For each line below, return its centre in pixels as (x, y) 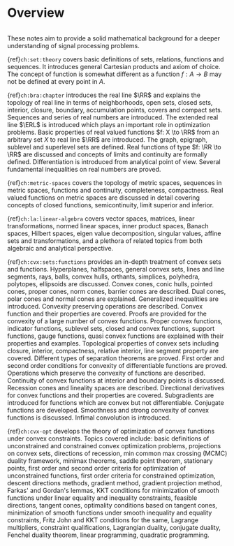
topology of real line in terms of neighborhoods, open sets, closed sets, (110, 102)
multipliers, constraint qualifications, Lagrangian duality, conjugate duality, (114, 527)
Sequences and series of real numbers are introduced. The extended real (113, 117)
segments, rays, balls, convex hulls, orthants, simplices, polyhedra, (104, 276)
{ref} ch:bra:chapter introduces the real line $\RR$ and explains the (104, 95)
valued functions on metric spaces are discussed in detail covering (104, 198)
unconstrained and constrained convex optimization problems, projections (114, 445)
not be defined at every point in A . (56, 81)
